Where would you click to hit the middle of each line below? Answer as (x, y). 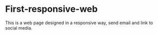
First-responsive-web (52, 9)
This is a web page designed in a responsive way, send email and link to (79, 23)
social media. (19, 28)
